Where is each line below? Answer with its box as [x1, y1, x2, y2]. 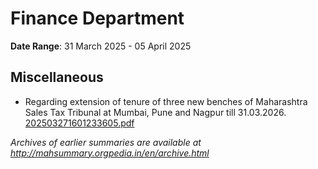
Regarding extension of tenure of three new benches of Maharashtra [24, 95, 308, 107]
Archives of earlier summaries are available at [10, 136, 202, 148]
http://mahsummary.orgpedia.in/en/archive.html [10, 147, 210, 159]
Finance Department [10, 7, 185, 30]
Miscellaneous [10, 69, 104, 86]
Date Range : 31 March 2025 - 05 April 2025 [10, 40, 192, 52]
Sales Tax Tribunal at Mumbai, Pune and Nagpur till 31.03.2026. [24, 106, 287, 118]
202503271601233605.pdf [24, 117, 135, 129]
